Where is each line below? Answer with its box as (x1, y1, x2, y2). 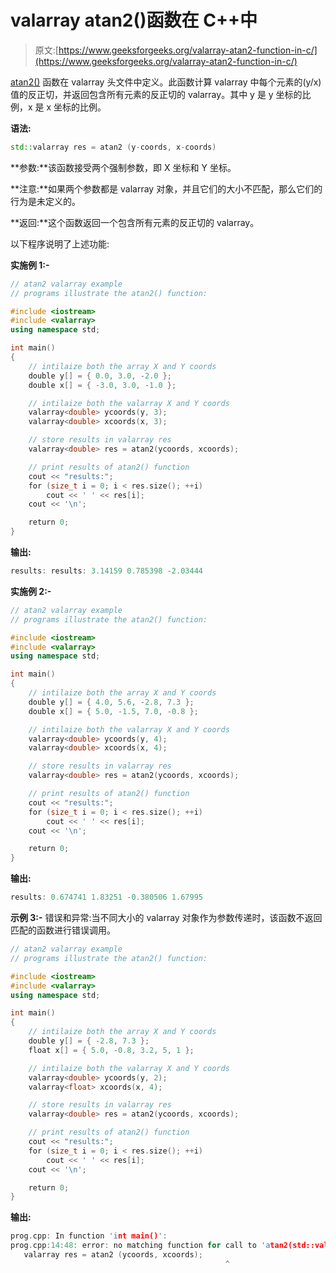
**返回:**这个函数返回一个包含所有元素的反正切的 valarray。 (10, 216, 260, 228)
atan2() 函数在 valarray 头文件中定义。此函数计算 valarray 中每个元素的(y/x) (10, 76, 322, 88)
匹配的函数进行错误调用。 (10, 924, 116, 936)
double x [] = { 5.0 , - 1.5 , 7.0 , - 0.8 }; (28, 706, 199, 716)
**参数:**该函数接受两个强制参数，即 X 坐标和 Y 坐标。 (10, 161, 237, 173)
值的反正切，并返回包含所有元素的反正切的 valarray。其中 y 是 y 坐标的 (10, 88, 303, 100)
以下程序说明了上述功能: (10, 237, 110, 250)
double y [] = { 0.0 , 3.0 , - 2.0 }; (28, 371, 172, 381)
